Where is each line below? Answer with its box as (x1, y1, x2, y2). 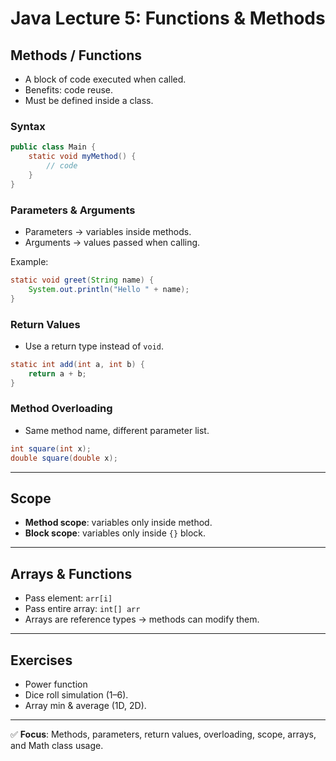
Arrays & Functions (10, 565, 133, 582)
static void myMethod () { (28, 152, 137, 162)
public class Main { (10, 142, 97, 152)
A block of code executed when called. (24, 73, 187, 85)
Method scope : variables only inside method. (24, 517, 213, 529)
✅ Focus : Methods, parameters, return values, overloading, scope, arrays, (10, 728, 317, 740)
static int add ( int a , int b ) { (10, 359, 145, 369)
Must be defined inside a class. (24, 95, 154, 106)
